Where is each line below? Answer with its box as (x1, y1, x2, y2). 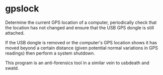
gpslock (5, 3, 39, 14)
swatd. (5, 65, 19, 71)
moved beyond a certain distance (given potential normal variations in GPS (5, 45, 158, 51)
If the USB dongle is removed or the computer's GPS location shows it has (5, 39, 158, 45)
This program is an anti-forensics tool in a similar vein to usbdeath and (5, 60, 150, 66)
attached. (5, 30, 25, 36)
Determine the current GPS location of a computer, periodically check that (5, 19, 157, 25)
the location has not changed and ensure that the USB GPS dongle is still (5, 24, 154, 30)
